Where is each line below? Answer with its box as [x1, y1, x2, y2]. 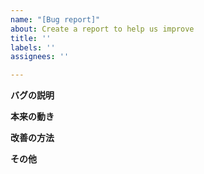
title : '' [10, 33, 52, 43]
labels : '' [10, 42, 56, 53]
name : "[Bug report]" [10, 14, 101, 25]
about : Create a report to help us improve [10, 24, 195, 34]
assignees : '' [10, 52, 70, 62]
